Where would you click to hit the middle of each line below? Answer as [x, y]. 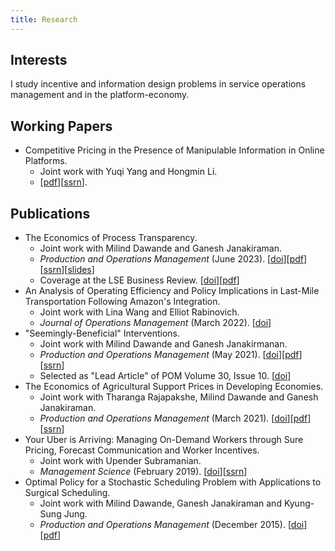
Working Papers [61, 126]
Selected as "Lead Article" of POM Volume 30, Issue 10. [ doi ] [165, 376]
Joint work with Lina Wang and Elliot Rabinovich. [139, 312]
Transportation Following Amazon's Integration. [122, 302]
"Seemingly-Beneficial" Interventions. [102, 333]
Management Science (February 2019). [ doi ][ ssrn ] [143, 472]
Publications [50, 213]
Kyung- [299, 503]
